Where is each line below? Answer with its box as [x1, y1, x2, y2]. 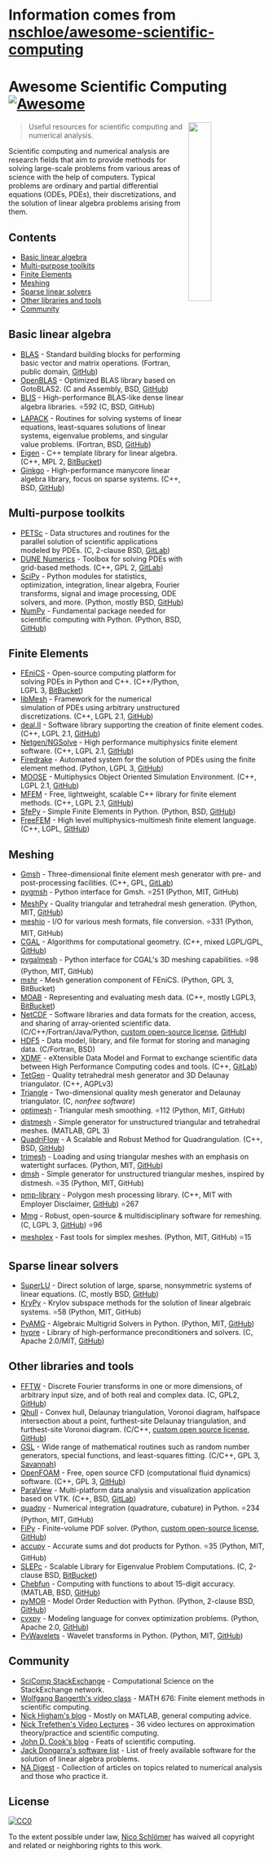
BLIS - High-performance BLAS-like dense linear [20, 393, 184, 402]
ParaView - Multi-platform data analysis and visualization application [20, 1485, 251, 1495]
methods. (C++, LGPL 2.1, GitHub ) [20, 798, 134, 808]
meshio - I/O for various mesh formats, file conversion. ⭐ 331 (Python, [20, 916, 254, 926]
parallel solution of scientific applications [20, 536, 158, 547]
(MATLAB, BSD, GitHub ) [20, 1587, 100, 1597]
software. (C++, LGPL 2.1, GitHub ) [20, 746, 134, 756]
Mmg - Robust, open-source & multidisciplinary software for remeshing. [20, 1211, 262, 1221]
